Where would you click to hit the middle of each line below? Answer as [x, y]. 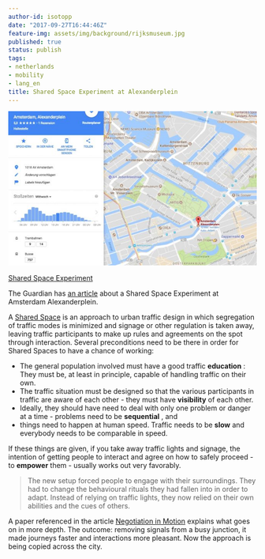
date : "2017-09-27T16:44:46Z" [58, 25]
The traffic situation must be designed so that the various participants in [137, 391]
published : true [35, 42]
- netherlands [32, 67]
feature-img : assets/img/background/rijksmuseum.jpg [97, 33]
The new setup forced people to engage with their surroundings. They [142, 481]
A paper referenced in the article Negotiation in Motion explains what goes [129, 521]
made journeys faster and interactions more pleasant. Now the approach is [130, 538]
